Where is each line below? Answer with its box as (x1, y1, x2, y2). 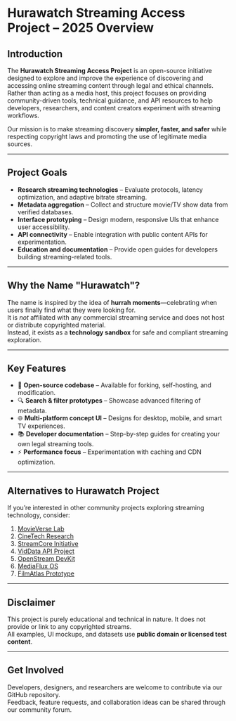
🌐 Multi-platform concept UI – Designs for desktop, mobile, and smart (17, 414, 223, 422)
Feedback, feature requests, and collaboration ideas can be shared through (7, 698, 226, 706)
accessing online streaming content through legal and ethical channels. (7, 82, 214, 89)
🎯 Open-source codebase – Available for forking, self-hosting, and (17, 381, 212, 389)
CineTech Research (17, 532, 74, 540)
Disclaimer (7, 596, 55, 609)
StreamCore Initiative (17, 540, 79, 548)
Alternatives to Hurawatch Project (7, 485, 159, 497)
